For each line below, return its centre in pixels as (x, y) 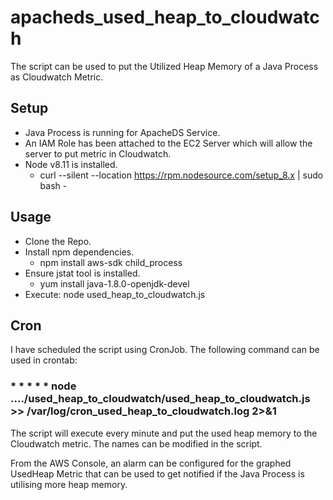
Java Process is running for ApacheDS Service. (122, 132)
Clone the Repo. (58, 241)
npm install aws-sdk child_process (111, 262)
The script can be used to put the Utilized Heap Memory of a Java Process (164, 66)
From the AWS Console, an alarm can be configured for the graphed (151, 463)
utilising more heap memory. (69, 484)
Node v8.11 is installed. (71, 164)
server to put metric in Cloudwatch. (98, 153)
